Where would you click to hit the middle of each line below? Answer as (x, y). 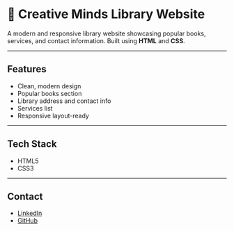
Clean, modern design (49, 86)
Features (27, 69)
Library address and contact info (64, 101)
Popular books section (49, 93)
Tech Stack (32, 144)
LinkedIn (30, 213)
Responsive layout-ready (53, 115)
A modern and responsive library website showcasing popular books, (107, 33)
